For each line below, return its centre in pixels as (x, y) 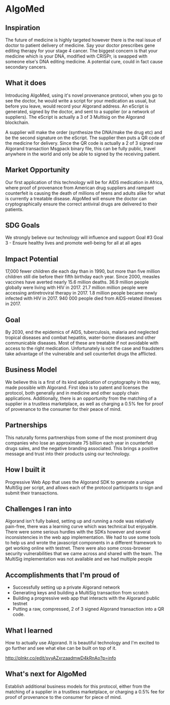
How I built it (25, 470)
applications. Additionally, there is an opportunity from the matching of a (81, 398)
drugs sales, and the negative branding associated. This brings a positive (82, 448)
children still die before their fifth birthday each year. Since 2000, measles (82, 277)
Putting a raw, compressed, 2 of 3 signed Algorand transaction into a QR (88, 609)
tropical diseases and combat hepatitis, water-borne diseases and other (81, 337)
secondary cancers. (26, 67)
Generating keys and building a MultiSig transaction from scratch (80, 593)
